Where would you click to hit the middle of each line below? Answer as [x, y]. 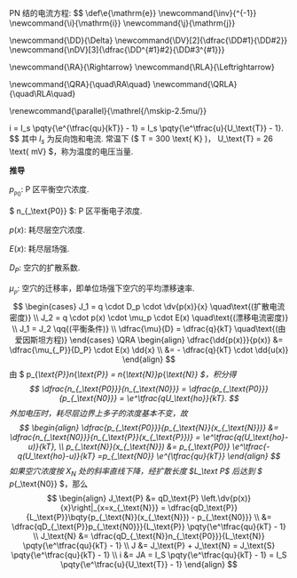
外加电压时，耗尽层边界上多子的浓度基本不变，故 [98, 413]
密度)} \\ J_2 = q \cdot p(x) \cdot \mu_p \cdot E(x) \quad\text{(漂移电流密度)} [149, 317]
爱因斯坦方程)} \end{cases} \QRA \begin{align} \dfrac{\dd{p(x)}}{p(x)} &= [149, 340]
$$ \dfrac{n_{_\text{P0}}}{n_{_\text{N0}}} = [108, 389]
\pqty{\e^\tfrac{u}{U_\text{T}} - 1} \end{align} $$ [149, 564]
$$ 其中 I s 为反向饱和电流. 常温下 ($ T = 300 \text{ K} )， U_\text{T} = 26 [141, 140]
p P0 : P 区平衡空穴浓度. [49, 190]
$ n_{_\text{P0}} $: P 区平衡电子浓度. [76, 211]
